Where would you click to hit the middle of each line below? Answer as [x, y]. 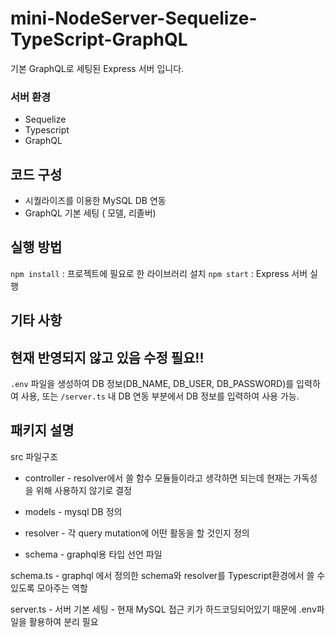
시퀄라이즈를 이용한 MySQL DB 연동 [95, 201]
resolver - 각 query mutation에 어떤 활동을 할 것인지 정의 [137, 533]
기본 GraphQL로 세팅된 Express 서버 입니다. [97, 68]
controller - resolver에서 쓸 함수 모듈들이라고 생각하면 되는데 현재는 [158, 478]
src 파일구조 [34, 456]
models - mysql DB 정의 [73, 511]
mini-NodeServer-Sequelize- [134, 18]
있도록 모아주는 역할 [49, 588]
